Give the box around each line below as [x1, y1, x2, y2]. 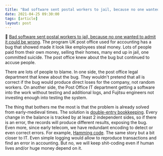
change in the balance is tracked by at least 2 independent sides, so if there [5, 114, 157, 120]
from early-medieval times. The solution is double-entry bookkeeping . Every [5, 109, 158, 115]
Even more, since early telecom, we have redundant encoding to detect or [5, 125, 153, 131]
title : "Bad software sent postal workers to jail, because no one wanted [5, 7, 160, 12]
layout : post [5, 20, 32, 26]
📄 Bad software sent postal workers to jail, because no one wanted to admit [5, 34, 156, 40]
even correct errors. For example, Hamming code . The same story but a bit [5, 130, 155, 136]
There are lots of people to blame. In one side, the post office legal [5, 69, 138, 75]
